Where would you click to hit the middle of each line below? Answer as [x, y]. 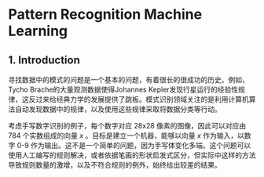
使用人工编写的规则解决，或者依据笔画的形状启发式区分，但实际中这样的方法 [132, 155]
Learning [38, 31]
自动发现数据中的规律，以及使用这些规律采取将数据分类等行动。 [118, 109]
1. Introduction [44, 60]
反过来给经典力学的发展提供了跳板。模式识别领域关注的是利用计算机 [139, 99]
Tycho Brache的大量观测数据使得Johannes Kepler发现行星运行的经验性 [123, 89]
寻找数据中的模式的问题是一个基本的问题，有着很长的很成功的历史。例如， [128, 79]
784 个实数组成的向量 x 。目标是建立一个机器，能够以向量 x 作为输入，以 [126, 135]
